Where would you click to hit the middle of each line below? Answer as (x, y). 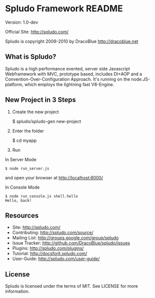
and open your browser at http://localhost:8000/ (54, 177)
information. (17, 292)
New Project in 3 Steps (41, 100)
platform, (14, 84)
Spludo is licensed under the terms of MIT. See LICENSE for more (72, 286)
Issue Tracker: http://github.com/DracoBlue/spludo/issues (71, 243)
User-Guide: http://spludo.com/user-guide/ (56, 259)
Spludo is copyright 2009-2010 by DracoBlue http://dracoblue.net (72, 41)
